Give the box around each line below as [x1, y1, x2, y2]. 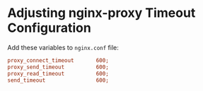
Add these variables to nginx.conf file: [7, 43, 119, 51]
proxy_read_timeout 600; [7, 70, 110, 77]
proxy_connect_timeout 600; [7, 56, 110, 64]
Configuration [7, 20, 92, 36]
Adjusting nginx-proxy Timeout [7, 5, 196, 21]
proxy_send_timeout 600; [7, 63, 110, 71]
